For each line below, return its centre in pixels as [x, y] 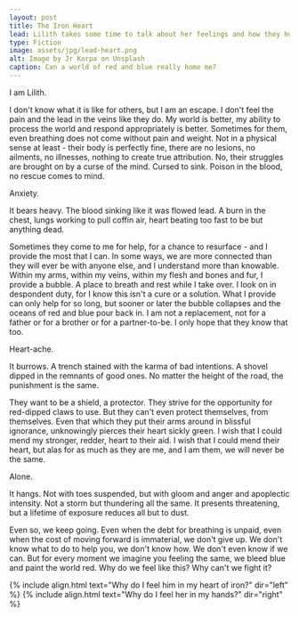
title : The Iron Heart [51, 26]
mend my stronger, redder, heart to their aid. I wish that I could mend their [145, 440]
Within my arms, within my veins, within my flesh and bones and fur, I [136, 275]
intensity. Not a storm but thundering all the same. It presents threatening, [145, 503]
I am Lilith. [28, 92]
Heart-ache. [32, 349]
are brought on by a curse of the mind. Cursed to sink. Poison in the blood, [146, 166]
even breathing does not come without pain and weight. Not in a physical [143, 138]
